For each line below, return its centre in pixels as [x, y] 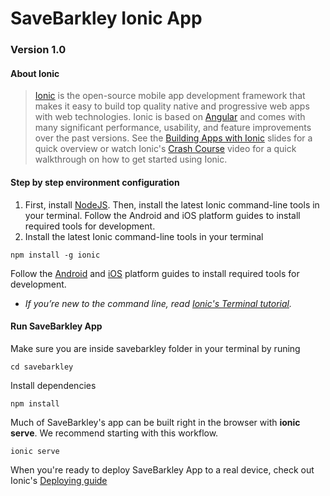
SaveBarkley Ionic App [106, 18]
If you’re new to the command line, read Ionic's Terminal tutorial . [158, 303]
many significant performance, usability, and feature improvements [173, 128]
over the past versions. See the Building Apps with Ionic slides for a [173, 138]
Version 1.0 [38, 50]
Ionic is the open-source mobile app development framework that [170, 96]
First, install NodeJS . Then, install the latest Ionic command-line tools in [172, 204]
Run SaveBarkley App [56, 326]
